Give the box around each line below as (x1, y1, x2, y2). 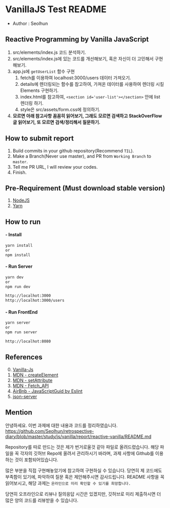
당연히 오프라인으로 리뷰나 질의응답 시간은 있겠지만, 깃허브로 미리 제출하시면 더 (5, 491, 161, 497)
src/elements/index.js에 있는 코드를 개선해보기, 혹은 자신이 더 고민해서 (12, 55, 154, 61)
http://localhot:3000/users (5, 298, 65, 303)
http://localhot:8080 (5, 339, 51, 344)
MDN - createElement (12, 372, 58, 378)
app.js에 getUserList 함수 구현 (12, 68, 75, 74)
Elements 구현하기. (20, 87, 59, 93)
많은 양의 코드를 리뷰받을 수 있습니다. (5, 497, 79, 503)
